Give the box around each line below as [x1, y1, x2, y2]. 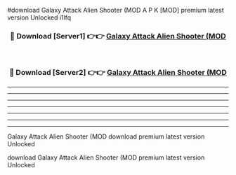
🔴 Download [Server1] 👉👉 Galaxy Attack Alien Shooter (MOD [10, 31, 226, 41]
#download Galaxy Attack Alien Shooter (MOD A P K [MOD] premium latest [7, 6, 225, 14]
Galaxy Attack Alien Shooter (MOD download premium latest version [7, 132, 205, 141]
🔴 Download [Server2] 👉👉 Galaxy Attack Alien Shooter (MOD [9, 68, 227, 78]
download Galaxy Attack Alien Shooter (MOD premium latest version [7, 153, 205, 162]
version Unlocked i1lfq [7, 13, 72, 22]
